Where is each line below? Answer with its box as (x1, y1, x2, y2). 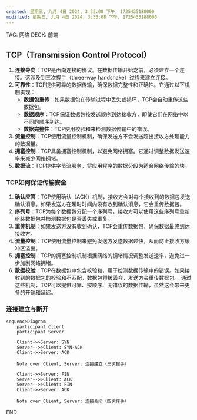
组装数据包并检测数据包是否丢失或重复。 (14, 215, 113, 222)
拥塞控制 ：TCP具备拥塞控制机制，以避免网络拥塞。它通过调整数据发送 (14, 148, 185, 155)
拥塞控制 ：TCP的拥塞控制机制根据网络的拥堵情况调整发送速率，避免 (14, 252, 180, 259)
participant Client (16, 323, 65, 330)
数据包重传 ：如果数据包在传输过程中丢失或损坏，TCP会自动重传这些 (23, 96, 189, 103)
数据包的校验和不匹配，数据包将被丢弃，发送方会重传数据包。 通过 (30, 274, 192, 281)
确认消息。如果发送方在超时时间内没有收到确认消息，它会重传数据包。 (14, 200, 185, 207)
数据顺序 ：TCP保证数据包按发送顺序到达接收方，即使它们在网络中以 (23, 111, 189, 118)
